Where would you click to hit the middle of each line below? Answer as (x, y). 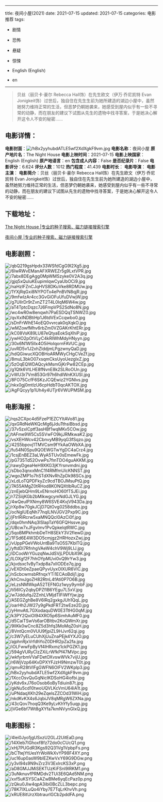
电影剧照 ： (21, 254)
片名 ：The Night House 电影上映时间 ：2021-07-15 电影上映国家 (77, 155)
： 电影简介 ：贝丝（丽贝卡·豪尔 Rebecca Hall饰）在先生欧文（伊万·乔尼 (84, 173)
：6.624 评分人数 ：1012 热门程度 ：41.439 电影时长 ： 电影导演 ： (82, 167)
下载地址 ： (21, 214)
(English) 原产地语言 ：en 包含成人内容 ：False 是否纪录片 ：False (85, 160)
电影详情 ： (21, 136)
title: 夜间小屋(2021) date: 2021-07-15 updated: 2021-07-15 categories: (76, 13)
